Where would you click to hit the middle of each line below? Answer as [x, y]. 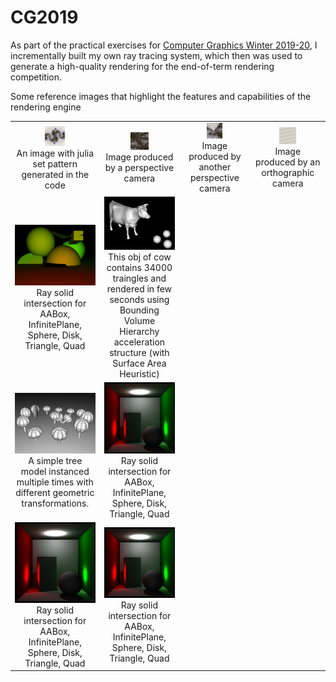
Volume [139, 320]
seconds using [139, 299]
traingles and [139, 278]
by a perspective [139, 168]
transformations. [55, 503]
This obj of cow [139, 257]
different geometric [55, 492]
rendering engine [46, 107]
